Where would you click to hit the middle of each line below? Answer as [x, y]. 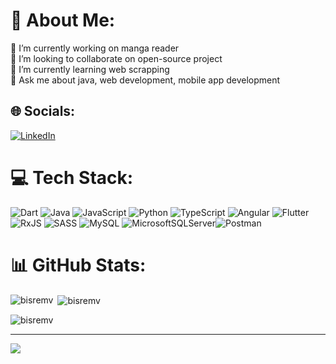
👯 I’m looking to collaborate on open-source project [116, 58]
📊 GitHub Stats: [78, 265]
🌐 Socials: [43, 111]
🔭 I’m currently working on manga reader [95, 48]
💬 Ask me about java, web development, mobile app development [145, 80]
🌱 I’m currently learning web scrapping [90, 69]
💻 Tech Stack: [72, 177]
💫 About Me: [63, 20]
